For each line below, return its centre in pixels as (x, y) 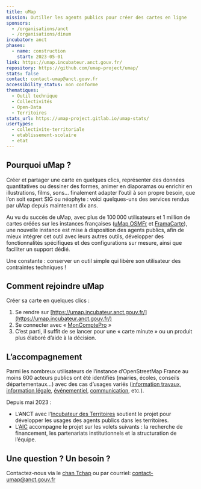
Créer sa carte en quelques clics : (48, 301)
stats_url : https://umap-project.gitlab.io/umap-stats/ (78, 118)
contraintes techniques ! (36, 267)
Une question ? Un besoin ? (58, 459)
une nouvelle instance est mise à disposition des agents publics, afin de (95, 230)
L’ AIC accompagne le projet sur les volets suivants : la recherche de (99, 427)
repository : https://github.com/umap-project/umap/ (72, 68)
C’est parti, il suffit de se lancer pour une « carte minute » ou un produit (104, 332)
